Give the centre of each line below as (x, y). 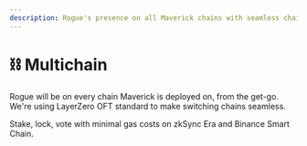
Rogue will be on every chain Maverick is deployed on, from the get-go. (144, 96)
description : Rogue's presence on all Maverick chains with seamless (145, 18)
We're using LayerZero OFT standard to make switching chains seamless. (148, 106)
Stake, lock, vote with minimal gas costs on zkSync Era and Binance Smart (150, 123)
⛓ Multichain (58, 64)
